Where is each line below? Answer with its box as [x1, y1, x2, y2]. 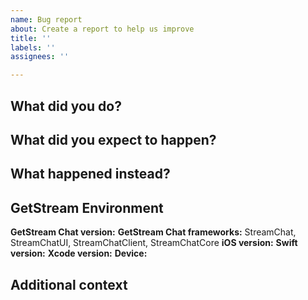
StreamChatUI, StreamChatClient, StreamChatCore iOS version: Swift [10, 237, 298, 249]
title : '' [10, 33, 52, 43]
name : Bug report [10, 14, 83, 25]
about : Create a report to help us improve [10, 24, 195, 34]
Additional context [10, 276, 128, 293]
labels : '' [10, 42, 56, 53]
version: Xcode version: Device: [10, 247, 148, 260]
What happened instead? [10, 166, 171, 183]
